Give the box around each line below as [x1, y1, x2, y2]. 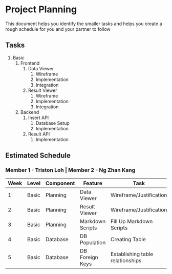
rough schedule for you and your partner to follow [5, 26, 111, 32]
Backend [20, 109, 39, 115]
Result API [28, 131, 50, 137]
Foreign [80, 254, 98, 261]
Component [45, 180, 75, 187]
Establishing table [111, 250, 154, 258]
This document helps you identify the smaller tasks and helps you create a [5, 21, 162, 27]
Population [80, 239, 106, 246]
